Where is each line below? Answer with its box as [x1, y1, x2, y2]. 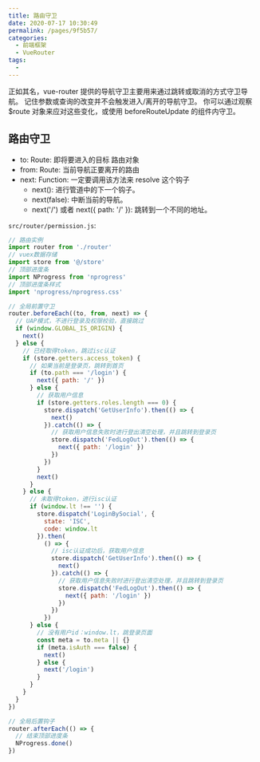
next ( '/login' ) [43, 665, 94, 674]
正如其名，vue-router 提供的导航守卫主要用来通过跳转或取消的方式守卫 [8, 86, 242, 96]
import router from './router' [8, 243, 112, 251]
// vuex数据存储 [8, 251, 57, 259]
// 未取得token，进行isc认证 [29, 495, 117, 503]
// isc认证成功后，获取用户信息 [50, 547, 144, 555]
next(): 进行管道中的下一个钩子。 [31, 184, 140, 194]
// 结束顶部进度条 [15, 732, 69, 740]
